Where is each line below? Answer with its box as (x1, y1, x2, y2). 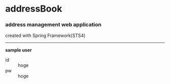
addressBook (5, 3, 62, 15)
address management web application (5, 21, 102, 28)
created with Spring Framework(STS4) (5, 32, 86, 38)
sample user (5, 47, 32, 53)
